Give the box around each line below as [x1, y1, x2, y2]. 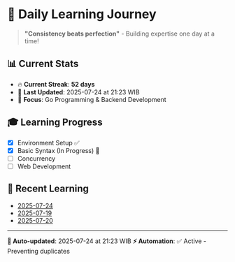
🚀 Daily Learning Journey [7, 6, 157, 22]
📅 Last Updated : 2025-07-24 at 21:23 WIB [17, 87, 140, 96]
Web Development [17, 162, 71, 170]
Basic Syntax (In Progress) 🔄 [17, 146, 100, 154]
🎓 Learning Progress [7, 117, 103, 129]
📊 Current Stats [7, 58, 79, 70]
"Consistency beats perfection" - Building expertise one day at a [24, 29, 215, 38]
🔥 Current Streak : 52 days [17, 80, 95, 88]
